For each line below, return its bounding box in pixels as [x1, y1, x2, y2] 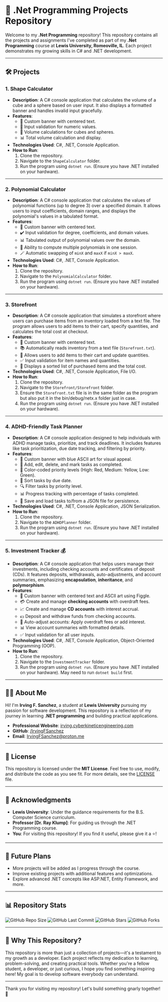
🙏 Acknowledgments [5, 795, 71, 804]
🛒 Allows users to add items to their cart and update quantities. [19, 352, 150, 358]
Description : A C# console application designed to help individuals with [12, 434, 161, 440]
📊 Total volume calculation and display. [19, 134, 102, 140]
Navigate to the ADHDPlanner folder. [19, 519, 92, 525]
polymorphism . [12, 582, 45, 588]
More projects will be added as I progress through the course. [12, 865, 140, 871]
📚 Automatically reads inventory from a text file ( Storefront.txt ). [19, 345, 156, 351]
